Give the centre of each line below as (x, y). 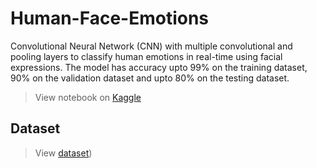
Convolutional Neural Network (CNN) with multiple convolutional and (151, 46)
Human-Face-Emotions (110, 18)
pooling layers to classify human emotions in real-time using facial (146, 56)
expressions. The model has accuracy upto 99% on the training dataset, (159, 67)
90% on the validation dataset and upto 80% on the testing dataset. (150, 78)
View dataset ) (63, 153)
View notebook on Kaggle (88, 97)
